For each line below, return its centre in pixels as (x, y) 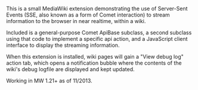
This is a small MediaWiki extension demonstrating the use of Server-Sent (97, 9)
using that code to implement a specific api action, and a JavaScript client (97, 39)
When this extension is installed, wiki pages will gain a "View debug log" (95, 57)
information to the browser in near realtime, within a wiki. (76, 21)
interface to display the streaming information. (63, 45)
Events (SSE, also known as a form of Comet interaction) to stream (88, 15)
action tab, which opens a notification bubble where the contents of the (94, 63)
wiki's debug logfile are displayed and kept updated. (70, 69)
